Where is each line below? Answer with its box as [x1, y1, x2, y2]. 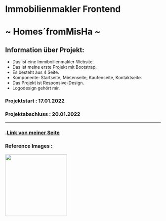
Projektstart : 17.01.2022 [5, 97, 65, 104]
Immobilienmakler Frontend [5, 3, 121, 15]
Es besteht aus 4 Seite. [12, 69, 59, 75]
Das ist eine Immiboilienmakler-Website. [12, 59, 94, 65]
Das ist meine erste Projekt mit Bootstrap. [12, 64, 97, 70]
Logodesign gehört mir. [12, 85, 60, 91]
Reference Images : [5, 142, 53, 149]
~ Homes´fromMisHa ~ [5, 26, 101, 38]
